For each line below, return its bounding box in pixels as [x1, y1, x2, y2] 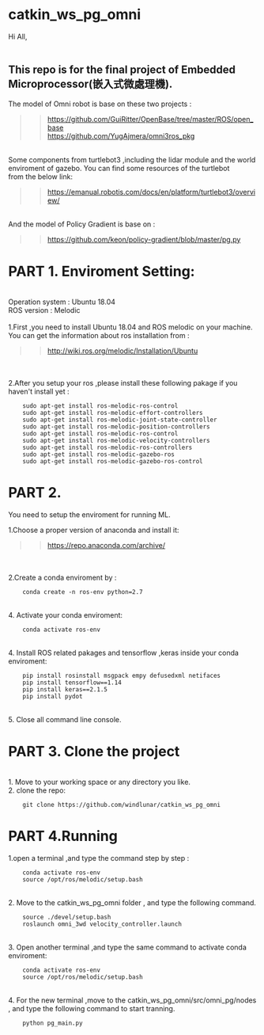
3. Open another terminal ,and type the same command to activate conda [8, 942, 247, 952]
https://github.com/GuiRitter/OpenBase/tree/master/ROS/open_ [47, 114, 254, 124]
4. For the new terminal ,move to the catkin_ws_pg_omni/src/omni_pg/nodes [8, 995, 257, 1005]
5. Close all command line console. [8, 714, 122, 724]
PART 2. [8, 483, 62, 501]
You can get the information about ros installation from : [8, 330, 190, 340]
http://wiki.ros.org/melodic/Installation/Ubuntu [47, 346, 198, 356]
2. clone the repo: [8, 786, 66, 795]
